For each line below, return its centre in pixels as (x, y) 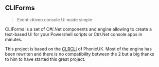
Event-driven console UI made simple (54, 19)
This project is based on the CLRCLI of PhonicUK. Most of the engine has (79, 49)
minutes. (14, 39)
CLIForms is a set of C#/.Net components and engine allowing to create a (79, 29)
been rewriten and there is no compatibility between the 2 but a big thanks (80, 54)
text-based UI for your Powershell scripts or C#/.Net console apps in (74, 34)
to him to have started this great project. (45, 59)
